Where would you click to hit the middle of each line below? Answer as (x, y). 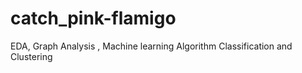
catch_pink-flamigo (93, 18)
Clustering (31, 56)
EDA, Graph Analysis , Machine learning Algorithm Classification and (151, 46)
